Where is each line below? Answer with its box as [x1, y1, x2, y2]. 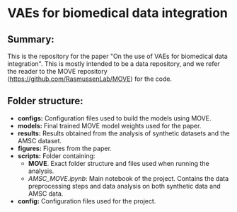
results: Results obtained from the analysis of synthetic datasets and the [17, 129, 230, 138]
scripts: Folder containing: [17, 151, 96, 160]
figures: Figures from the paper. [17, 144, 112, 152]
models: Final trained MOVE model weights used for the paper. [17, 121, 202, 130]
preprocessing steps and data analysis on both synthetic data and [28, 182, 221, 190]
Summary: [7, 33, 54, 45]
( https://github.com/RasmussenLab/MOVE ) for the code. [7, 74, 172, 83]
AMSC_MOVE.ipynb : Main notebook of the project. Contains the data [28, 174, 229, 182]
